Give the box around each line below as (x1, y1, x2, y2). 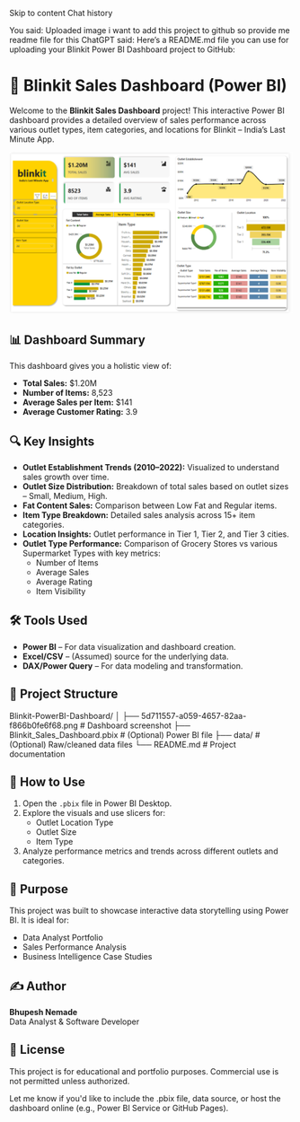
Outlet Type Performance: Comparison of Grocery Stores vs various (22, 538, 278, 548)
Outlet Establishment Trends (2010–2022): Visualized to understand (22, 461, 280, 472)
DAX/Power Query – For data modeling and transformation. (22, 660, 243, 671)
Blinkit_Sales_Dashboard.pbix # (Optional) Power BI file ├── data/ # (9, 729, 260, 740)
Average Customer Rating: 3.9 (22, 407, 137, 417)
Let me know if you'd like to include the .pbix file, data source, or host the (9, 1092, 281, 1103)
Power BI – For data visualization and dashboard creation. (22, 641, 236, 652)
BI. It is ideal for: (9, 915, 70, 925)
